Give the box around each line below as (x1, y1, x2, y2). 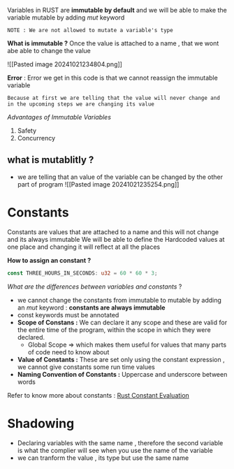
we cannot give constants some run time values (17, 363, 155, 371)
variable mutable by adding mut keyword (7, 13, 125, 22)
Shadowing (7, 415, 75, 431)
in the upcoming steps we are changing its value (7, 101, 155, 108)
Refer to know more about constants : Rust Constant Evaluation (7, 391, 190, 399)
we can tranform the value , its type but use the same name (17, 454, 189, 462)
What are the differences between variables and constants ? (7, 282, 182, 291)
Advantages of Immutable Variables (7, 113, 112, 121)
